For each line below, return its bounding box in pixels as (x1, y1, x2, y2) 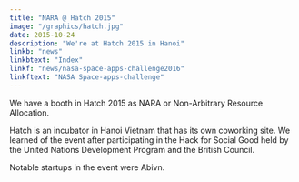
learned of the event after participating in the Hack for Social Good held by (9, 134, 289, 146)
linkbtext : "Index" (9, 56, 84, 65)
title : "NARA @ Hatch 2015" (9, 13, 116, 23)
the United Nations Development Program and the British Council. (9, 144, 255, 155)
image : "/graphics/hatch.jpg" (9, 22, 125, 31)
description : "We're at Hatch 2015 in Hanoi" (9, 38, 184, 48)
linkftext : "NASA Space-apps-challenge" (9, 73, 165, 82)
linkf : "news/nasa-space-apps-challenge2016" (9, 65, 184, 74)
